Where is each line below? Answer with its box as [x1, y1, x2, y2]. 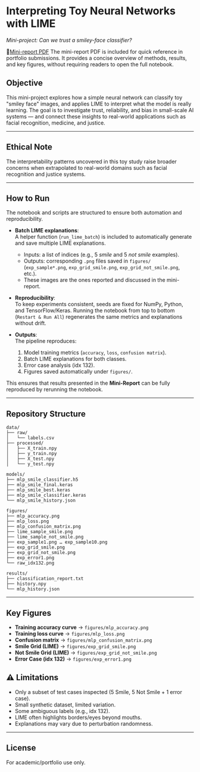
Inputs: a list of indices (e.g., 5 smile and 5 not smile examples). [23, 251, 180, 259]
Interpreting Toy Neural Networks [6, 4, 176, 18]
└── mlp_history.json [6, 586, 60, 592]
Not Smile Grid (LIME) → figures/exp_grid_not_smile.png [14, 649, 157, 656]
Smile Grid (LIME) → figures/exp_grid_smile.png [14, 643, 136, 650]
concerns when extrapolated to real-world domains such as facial [6, 164, 168, 171]
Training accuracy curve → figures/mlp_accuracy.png [14, 624, 149, 631]
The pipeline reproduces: [14, 338, 77, 345]
